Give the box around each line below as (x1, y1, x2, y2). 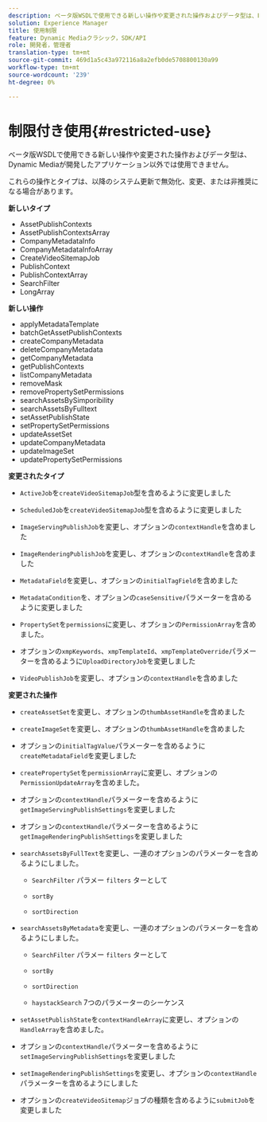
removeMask (19, 379, 63, 389)
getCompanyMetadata (19, 354, 94, 363)
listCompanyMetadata (19, 370, 93, 380)
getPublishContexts (19, 362, 85, 371)
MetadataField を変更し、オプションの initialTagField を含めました (19, 576, 238, 585)
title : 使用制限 (8, 26, 57, 34)
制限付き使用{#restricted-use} (8, 122, 212, 140)
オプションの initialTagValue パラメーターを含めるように (19, 741, 206, 751)
